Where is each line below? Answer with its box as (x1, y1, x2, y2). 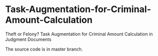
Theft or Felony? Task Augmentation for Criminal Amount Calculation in (5, 31, 153, 37)
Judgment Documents (5, 36, 51, 42)
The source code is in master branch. (5, 46, 83, 52)
